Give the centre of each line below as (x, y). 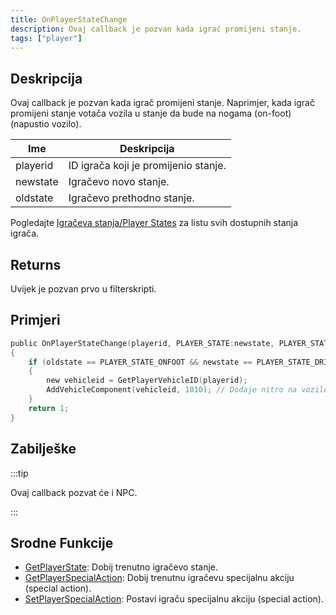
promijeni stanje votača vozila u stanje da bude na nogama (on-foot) (151, 113)
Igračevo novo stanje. (119, 182)
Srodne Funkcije (62, 542)
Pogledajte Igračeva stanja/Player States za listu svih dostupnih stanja (154, 223)
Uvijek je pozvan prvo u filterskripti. (83, 289)
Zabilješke (43, 449)
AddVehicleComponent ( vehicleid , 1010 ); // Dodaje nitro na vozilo (187, 390)
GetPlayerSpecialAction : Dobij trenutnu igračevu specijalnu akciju (159, 578)
